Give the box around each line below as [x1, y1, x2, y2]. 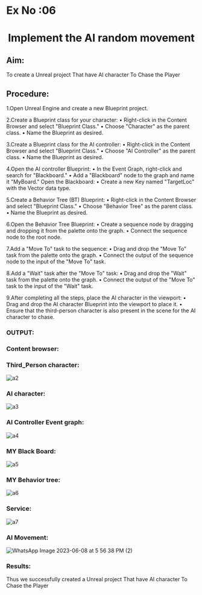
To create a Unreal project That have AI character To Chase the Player [6, 71, 180, 78]
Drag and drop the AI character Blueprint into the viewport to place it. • [6, 301, 183, 307]
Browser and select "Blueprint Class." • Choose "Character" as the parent [6, 123, 190, 130]
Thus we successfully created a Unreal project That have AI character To [6, 576, 188, 583]
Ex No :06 [6, 4, 56, 17]
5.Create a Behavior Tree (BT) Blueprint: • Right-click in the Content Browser [6, 197, 197, 203]
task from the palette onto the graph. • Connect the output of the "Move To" [6, 276, 195, 283]
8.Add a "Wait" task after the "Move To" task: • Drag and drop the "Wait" [6, 269, 187, 277]
